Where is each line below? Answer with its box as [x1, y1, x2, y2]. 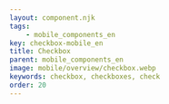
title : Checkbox [9, 47, 71, 56]
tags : [9, 22, 30, 31]
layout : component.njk [9, 13, 95, 23]
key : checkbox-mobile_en [9, 38, 104, 48]
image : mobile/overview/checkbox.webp [9, 64, 156, 73]
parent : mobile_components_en [9, 55, 124, 64]
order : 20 [9, 80, 47, 90]
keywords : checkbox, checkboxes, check [9, 72, 161, 81]
